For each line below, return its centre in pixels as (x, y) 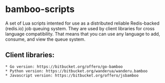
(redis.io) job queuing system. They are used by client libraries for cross (80, 28)
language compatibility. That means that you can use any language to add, (83, 34)
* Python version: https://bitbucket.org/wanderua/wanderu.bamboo (76, 71)
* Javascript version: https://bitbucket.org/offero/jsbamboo (72, 75)
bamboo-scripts (40, 9)
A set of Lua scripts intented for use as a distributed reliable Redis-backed (82, 23)
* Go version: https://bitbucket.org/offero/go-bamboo (64, 66)
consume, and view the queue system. (45, 39)
